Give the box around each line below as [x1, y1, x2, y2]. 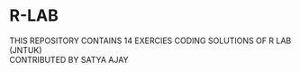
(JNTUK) [9, 44, 42, 55]
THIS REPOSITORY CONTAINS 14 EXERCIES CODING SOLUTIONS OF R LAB [9, 35, 292, 46]
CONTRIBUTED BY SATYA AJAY [9, 54, 129, 65]
